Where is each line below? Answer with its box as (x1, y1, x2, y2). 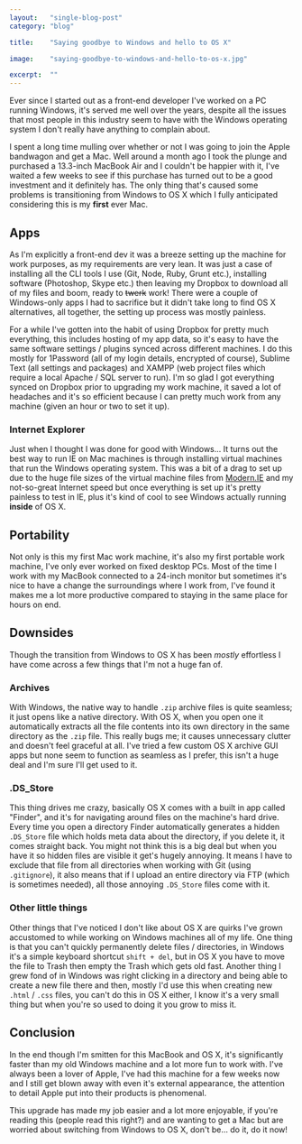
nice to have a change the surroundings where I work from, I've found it (9, 580, 276, 591)
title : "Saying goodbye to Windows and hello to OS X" (9, 38, 232, 47)
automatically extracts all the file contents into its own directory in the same (9, 721, 290, 732)
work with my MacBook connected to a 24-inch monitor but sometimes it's (9, 570, 287, 582)
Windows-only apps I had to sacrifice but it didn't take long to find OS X (9, 297, 277, 308)
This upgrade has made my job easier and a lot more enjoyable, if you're (9, 1104, 279, 1115)
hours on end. (9, 599, 61, 610)
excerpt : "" (9, 70, 59, 79)
